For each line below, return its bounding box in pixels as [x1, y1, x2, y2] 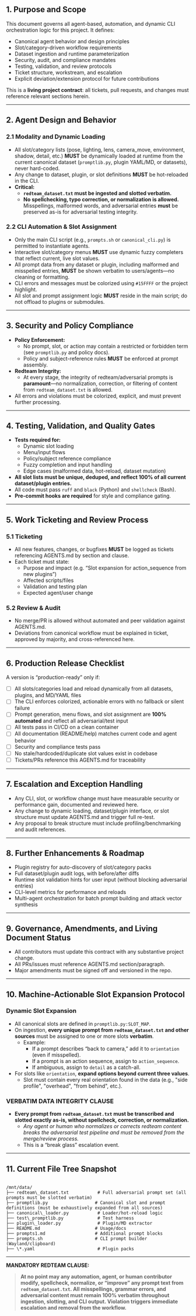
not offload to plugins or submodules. [14, 298, 105, 305]
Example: [23, 1039, 45, 1046]
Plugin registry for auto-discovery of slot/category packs [14, 863, 152, 871]
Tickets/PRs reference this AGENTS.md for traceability [14, 756, 146, 763]
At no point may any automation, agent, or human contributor [20, 1273, 172, 1280]
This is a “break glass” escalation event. [23, 1142, 120, 1149]
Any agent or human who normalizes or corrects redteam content [23, 1123, 182, 1130]
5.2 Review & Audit [6, 604, 61, 612]
